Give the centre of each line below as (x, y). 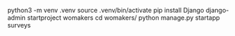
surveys (19, 25)
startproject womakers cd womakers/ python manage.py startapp (124, 18)
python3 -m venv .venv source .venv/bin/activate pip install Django (106, 10)
